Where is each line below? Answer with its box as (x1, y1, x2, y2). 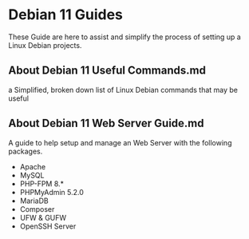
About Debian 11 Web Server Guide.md (8, 117, 204, 130)
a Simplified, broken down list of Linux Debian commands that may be (8, 85, 238, 94)
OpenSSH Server (19, 221, 77, 231)
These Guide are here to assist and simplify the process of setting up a (8, 32, 241, 42)
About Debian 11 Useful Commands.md (8, 64, 206, 78)
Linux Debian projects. (8, 40, 82, 50)
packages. (8, 146, 43, 156)
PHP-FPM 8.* (19, 178, 65, 189)
